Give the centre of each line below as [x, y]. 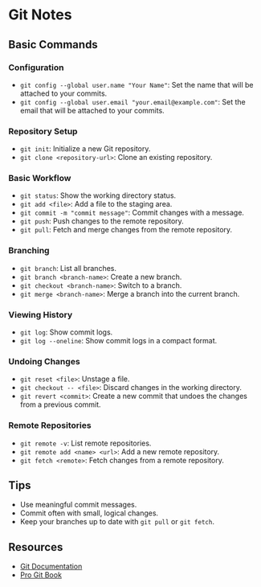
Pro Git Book [41, 575]
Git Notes [40, 15]
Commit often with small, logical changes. [89, 513]
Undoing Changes [44, 361]
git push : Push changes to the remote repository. [102, 221]
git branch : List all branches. [68, 268]
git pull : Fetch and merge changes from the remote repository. [126, 230]
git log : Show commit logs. [66, 332]
